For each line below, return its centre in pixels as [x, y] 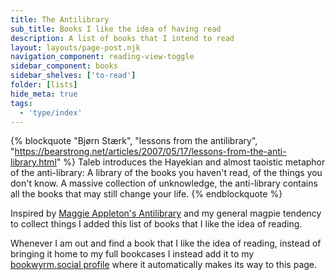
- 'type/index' [51, 112]
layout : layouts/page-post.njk [75, 47]
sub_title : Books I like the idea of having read [116, 29]
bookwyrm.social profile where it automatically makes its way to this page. [164, 265]
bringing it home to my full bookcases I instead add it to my [132, 254]
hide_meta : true [44, 94]
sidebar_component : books [64, 66]
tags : [21, 103]
